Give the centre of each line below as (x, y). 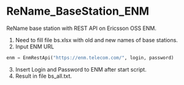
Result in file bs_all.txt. (44, 76)
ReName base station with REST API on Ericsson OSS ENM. (81, 28)
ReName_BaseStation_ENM (78, 11)
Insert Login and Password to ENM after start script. (81, 69)
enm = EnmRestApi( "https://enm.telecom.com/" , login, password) (90, 57)
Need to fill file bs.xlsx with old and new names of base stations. (96, 40)
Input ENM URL (35, 46)
